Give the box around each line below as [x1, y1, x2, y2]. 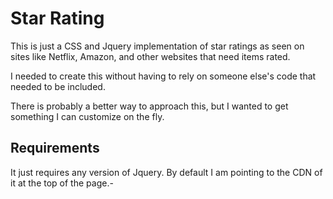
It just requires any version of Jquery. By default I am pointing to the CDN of [10, 166, 323, 178]
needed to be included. [10, 80, 106, 92]
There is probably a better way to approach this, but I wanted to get [10, 100, 289, 112]
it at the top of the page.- [10, 177, 114, 189]
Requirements [10, 140, 100, 157]
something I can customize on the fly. [10, 110, 165, 122]
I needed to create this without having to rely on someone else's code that [10, 70, 317, 82]
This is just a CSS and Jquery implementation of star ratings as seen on [10, 40, 305, 52]
